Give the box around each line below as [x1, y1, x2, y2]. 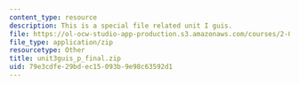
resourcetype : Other [9, 46, 86, 55]
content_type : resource [9, 12, 98, 22]
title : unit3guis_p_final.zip [9, 54, 122, 63]
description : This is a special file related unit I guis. [9, 21, 233, 30]
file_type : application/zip [9, 37, 114, 47]
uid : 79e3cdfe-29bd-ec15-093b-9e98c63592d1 [9, 63, 174, 72]
